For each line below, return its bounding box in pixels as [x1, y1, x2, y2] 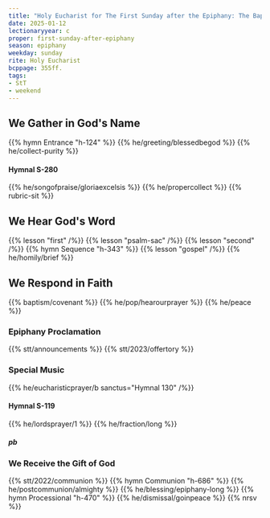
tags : [8, 72, 27, 80]
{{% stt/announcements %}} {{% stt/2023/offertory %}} [8, 344, 194, 354]
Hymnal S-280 [8, 164, 59, 174]
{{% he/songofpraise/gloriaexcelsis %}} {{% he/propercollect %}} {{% [8, 183, 243, 192]
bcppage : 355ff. [8, 64, 63, 72]
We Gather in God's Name [8, 116, 141, 129]
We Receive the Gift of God [8, 458, 116, 469]
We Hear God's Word [8, 214, 116, 228]
